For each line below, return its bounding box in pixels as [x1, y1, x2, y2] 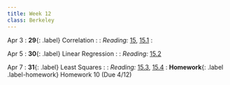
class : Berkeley [7, 17, 55, 24]
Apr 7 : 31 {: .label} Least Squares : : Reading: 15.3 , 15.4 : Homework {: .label [7, 63, 224, 71]
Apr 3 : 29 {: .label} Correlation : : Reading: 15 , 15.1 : [7, 36, 153, 44]
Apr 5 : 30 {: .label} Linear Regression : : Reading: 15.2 [7, 49, 162, 58]
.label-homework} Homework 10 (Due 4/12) [7, 70, 132, 79]
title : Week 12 [7, 10, 52, 17]
